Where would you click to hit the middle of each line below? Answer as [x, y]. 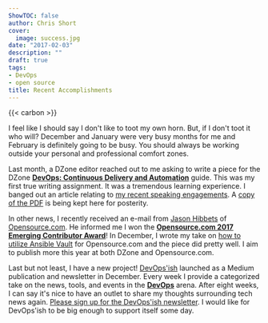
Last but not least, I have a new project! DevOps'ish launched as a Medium [131, 268]
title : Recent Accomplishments [60, 90]
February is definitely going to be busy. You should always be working [124, 146]
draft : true [28, 61]
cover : [19, 30]
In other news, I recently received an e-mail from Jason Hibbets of [118, 219]
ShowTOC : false [34, 16]
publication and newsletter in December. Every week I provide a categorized [134, 277]
